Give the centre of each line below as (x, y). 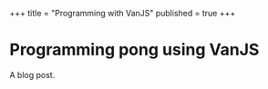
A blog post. (32, 74)
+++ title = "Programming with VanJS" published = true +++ (123, 13)
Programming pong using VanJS (134, 50)
